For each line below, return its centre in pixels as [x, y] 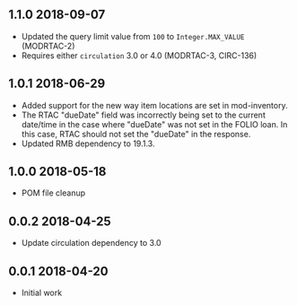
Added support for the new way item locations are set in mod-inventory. [154, 105]
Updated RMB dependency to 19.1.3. [88, 144]
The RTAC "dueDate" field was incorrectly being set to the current [143, 115]
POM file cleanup [53, 193]
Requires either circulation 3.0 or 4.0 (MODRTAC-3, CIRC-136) [139, 55]
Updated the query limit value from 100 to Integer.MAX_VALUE [133, 36]
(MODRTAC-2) [48, 46]
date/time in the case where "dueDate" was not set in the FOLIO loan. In [154, 124]
